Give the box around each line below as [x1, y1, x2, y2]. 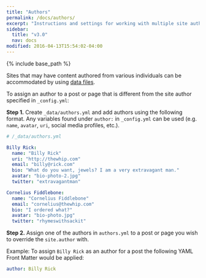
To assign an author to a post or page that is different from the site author [6, 90, 192, 97]
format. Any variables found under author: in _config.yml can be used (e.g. [6, 115, 197, 122]
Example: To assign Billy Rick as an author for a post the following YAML [6, 247, 194, 255]
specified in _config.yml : [6, 96, 69, 104]
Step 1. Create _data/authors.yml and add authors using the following [6, 108, 183, 116]
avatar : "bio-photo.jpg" [12, 212, 75, 219]
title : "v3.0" [12, 32, 48, 38]
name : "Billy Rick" [12, 150, 62, 156]
